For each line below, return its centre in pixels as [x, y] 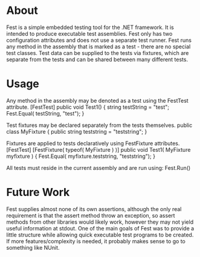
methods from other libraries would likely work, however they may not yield [100, 222]
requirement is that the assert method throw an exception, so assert [91, 215]
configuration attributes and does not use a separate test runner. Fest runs [99, 40]
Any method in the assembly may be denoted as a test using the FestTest [97, 100]
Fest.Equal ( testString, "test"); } [45, 113]
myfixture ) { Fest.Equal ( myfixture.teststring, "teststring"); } [81, 156]
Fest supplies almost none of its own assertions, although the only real [94, 209]
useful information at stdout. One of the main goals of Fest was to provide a [100, 228]
